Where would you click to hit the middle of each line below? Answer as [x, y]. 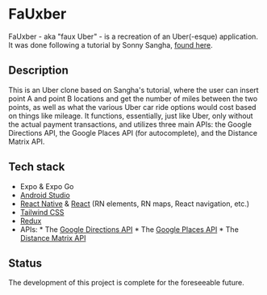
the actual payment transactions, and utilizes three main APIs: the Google [130, 124]
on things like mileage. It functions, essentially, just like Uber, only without [131, 116]
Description [38, 71]
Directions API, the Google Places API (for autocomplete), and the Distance [133, 133]
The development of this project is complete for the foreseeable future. [126, 283]
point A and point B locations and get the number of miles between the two [133, 99]
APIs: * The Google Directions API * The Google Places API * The [129, 229]
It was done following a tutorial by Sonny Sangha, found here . [111, 44]
